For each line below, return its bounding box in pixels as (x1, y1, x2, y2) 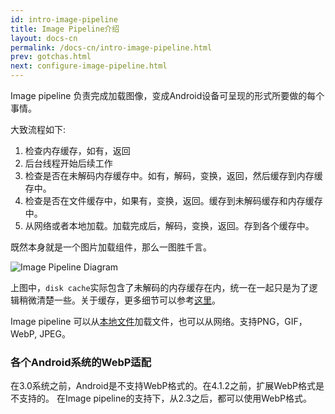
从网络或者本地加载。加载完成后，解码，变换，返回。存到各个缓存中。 (24, 220, 315, 231)
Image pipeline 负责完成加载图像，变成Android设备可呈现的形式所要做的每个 (10, 90, 325, 101)
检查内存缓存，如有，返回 (24, 145, 131, 156)
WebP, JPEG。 (10, 328, 71, 340)
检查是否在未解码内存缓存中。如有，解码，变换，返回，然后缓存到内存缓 (24, 170, 323, 181)
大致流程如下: (10, 124, 67, 135)
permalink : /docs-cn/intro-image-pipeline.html (10, 42, 213, 53)
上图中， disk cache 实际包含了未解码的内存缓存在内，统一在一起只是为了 (10, 282, 310, 293)
